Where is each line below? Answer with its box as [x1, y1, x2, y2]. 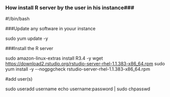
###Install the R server [5, 45, 54, 52]
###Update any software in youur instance [5, 26, 96, 32]
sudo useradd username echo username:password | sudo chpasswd [5, 86, 151, 92]
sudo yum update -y [5, 35, 49, 42]
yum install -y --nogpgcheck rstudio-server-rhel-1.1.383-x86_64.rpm [5, 66, 150, 72]
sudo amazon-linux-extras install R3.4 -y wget [5, 55, 103, 61]
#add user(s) [5, 76, 33, 82]
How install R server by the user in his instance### [5, 4, 135, 11]
